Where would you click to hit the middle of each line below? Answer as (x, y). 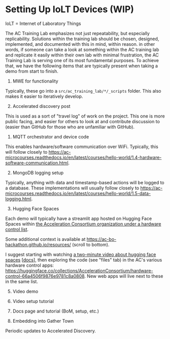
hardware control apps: (30, 265)
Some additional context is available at (45, 239)
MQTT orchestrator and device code (51, 136)
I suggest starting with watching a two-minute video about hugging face (81, 254)
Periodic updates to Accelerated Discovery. (51, 331)
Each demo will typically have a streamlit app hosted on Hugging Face (79, 218)
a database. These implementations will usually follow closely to (72, 188)
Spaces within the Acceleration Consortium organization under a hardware (83, 224)
